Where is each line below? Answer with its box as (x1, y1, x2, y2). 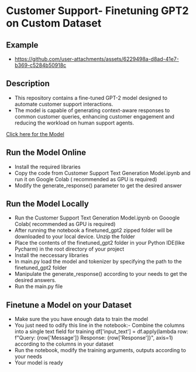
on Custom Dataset (6, 16, 102, 30)
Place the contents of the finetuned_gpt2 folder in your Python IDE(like (14, 239, 185, 246)
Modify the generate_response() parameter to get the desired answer (14, 182, 183, 189)
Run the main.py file (14, 283, 63, 290)
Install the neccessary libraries (14, 252, 89, 259)
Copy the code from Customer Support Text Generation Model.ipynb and (14, 169, 191, 177)
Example (6, 40, 39, 50)
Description (6, 79, 50, 89)
